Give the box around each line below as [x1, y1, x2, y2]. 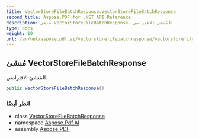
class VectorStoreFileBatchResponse [14, 113, 105, 120]
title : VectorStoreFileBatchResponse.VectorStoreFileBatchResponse [6, 8, 176, 15]
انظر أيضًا [6, 99, 30, 107]
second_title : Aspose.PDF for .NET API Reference [6, 14, 131, 20]
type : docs [6, 25, 33, 31]
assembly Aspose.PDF [14, 125, 70, 132]
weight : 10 [6, 31, 33, 37]
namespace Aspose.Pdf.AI [14, 119, 80, 126]
